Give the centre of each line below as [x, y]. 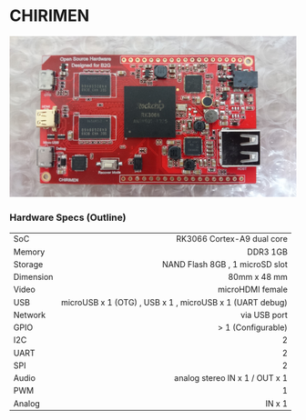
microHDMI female [253, 290]
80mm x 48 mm [258, 277]
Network [30, 315]
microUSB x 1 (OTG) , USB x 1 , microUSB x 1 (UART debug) [174, 302]
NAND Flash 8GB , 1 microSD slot [225, 264]
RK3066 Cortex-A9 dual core [232, 239]
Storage [28, 264]
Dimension [33, 277]
